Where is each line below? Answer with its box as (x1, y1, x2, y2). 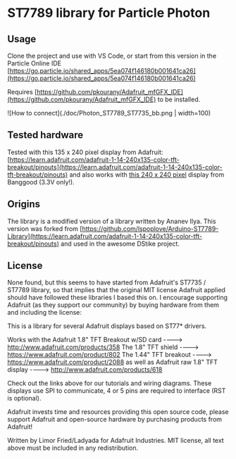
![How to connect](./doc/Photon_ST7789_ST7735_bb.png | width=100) (7, 109, 211, 117)
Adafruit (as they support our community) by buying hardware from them (7, 301, 220, 309)
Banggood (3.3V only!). (7, 177, 75, 186)
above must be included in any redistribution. (7, 444, 139, 452)
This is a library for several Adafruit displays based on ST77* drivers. (7, 322, 207, 330)
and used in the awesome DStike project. (61, 239, 180, 248)
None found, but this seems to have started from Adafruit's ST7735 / (7, 278, 206, 287)
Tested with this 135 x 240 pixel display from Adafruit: (7, 148, 163, 156)
